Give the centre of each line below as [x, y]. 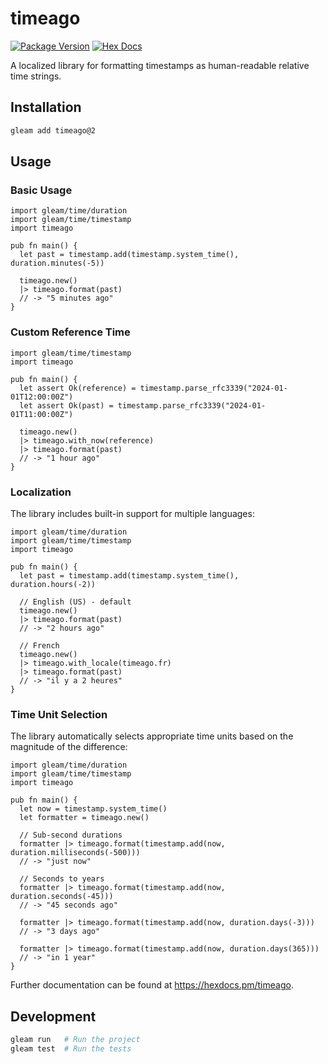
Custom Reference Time [70, 332]
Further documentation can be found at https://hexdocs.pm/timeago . [152, 985]
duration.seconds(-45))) [62, 897]
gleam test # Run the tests [71, 1048]
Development [53, 1016]
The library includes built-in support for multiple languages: [132, 513]
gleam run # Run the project [75, 1040]
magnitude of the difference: [69, 747]
